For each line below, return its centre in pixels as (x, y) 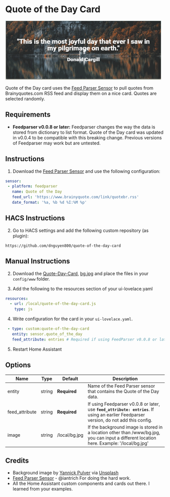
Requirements (28, 115)
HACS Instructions (35, 218)
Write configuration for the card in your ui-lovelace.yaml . (73, 319)
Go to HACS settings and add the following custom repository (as (80, 230)
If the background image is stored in (125, 427)
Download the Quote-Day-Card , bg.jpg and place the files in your (80, 273)
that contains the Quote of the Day (123, 392)
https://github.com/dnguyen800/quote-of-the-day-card (63, 246)
